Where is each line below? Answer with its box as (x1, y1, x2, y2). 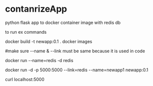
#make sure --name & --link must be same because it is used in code (5, 48, 146, 54)
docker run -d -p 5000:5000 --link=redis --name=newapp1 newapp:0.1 (5, 67, 149, 73)
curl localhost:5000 (5, 76, 45, 82)
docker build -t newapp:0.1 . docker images (5, 38, 92, 44)
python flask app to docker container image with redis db (5, 20, 121, 25)
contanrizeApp (5, 3, 67, 15)
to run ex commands (5, 29, 47, 35)
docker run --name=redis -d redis (5, 57, 74, 63)
